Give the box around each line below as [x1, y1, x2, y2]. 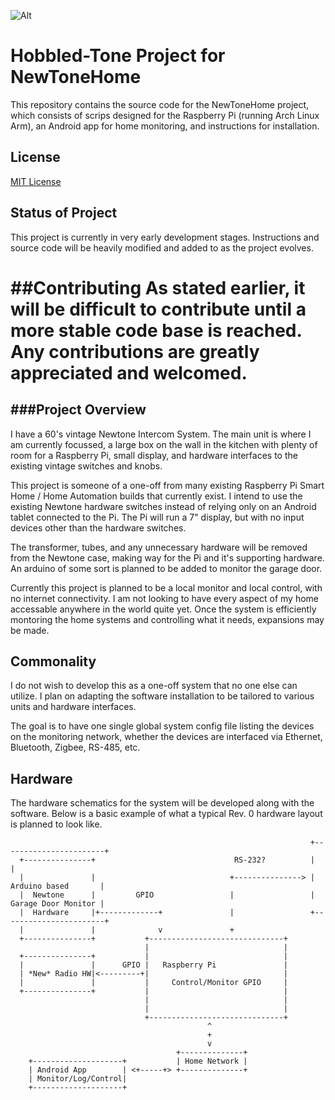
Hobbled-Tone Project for [10, 45, 226, 67]
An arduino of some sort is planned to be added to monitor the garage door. [10, 562, 323, 574]
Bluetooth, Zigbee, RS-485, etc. [10, 741, 141, 754]
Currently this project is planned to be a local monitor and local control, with [10, 581, 323, 594]
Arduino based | [10, 881, 105, 892]
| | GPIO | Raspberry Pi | [19, 960, 288, 970]
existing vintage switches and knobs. [10, 460, 163, 472]
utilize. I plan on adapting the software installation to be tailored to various [10, 690, 315, 702]
